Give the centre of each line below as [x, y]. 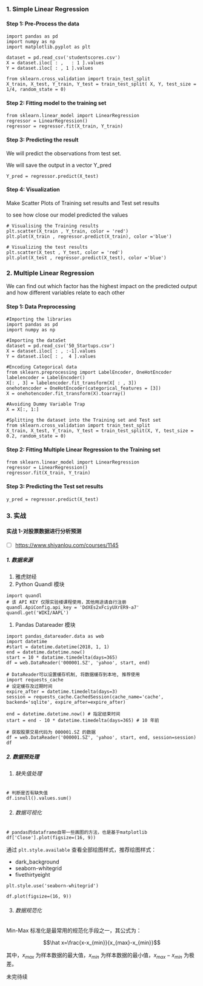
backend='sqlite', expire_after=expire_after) [66, 702]
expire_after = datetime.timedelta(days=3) [62, 691]
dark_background [37, 862]
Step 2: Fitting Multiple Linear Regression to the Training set [83, 449]
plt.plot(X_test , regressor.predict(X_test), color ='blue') [86, 258]
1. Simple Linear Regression [48, 9]
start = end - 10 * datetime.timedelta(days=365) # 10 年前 [83, 720]
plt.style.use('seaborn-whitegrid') [52, 886]
